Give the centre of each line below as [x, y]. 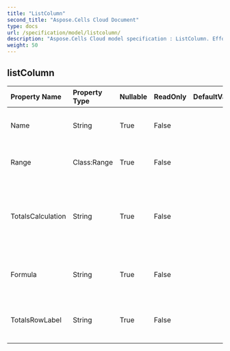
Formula [24, 274]
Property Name [36, 97]
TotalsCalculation [38, 216]
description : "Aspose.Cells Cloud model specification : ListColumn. [108, 39]
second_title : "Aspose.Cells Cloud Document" [73, 20]
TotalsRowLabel [36, 319]
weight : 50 [23, 45]
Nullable [133, 97]
